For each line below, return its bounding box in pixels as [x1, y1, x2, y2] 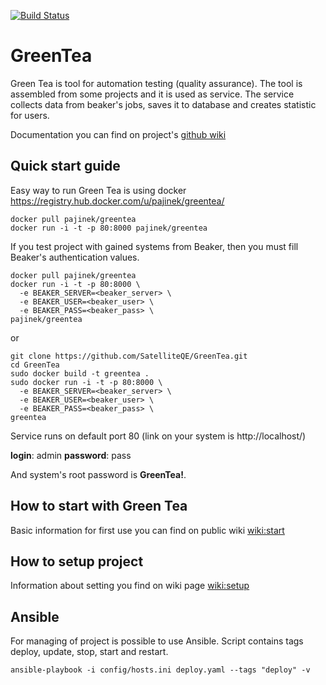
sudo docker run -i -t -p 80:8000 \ [10, 377, 163, 387]
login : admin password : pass [10, 449, 132, 461]
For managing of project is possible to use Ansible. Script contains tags [10, 635, 304, 647]
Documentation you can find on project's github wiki [10, 128, 227, 140]
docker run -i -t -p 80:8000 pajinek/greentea [10, 223, 208, 233]
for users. [10, 109, 50, 121]
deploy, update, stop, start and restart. [10, 646, 169, 658]
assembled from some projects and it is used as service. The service [10, 88, 295, 100]
